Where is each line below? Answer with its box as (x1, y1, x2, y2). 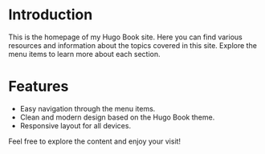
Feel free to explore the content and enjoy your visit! (8, 136, 181, 146)
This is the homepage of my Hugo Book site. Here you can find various (8, 32, 243, 42)
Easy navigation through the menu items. (19, 103, 156, 113)
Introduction (8, 6, 93, 24)
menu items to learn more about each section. (8, 49, 161, 59)
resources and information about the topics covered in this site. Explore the (8, 40, 257, 50)
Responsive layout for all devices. (19, 120, 131, 130)
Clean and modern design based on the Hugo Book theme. (19, 112, 215, 122)
